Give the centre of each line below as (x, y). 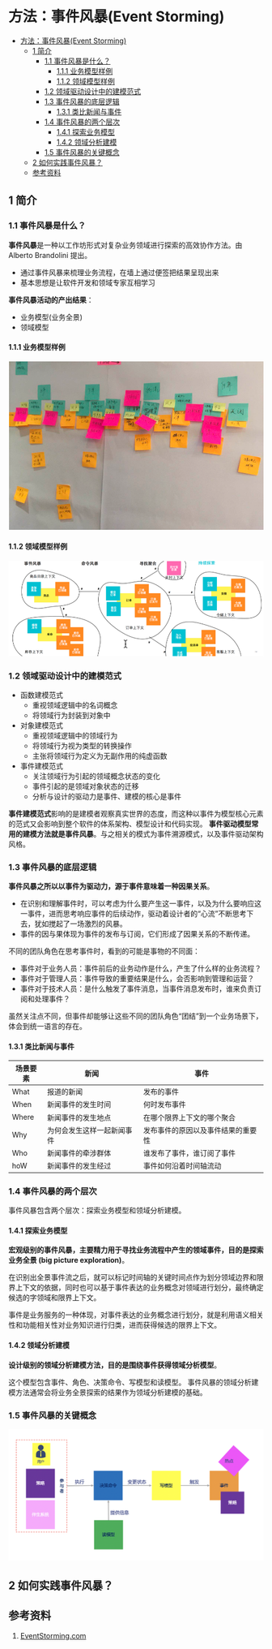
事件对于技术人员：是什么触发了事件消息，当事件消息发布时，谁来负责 (137, 989)
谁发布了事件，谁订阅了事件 (189, 1153)
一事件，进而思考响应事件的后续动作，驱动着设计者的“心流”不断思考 (133, 914)
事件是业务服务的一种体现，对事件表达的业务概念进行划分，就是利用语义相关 (136, 1315)
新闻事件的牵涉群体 (79, 1153)
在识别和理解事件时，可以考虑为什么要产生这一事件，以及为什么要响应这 (140, 904)
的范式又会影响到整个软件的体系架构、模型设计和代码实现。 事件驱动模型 (130, 824)
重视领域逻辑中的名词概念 (75, 705)
